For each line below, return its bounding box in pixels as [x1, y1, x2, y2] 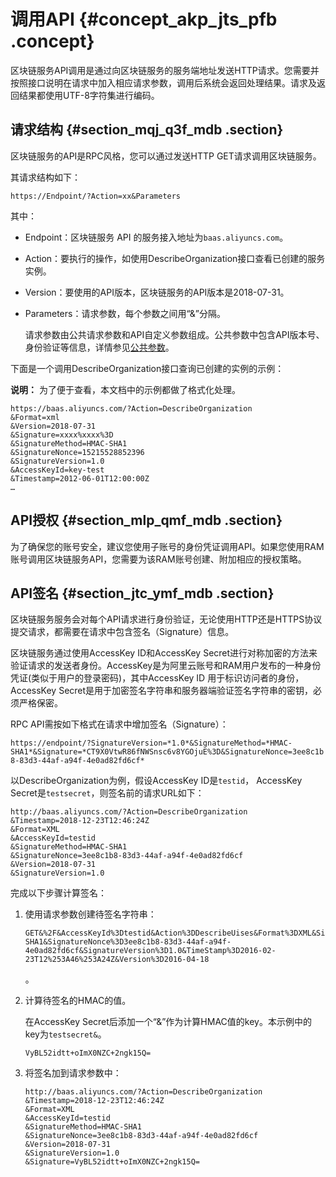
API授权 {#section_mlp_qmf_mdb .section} [10, 512, 283, 529]
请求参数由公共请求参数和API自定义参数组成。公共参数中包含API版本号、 [24, 328, 325, 340]
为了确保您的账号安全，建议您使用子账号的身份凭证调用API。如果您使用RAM [10, 540, 325, 552]
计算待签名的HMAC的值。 [24, 995, 132, 1007]
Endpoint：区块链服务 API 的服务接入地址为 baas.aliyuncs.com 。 [24, 231, 289, 243]
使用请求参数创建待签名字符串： [24, 908, 157, 920]
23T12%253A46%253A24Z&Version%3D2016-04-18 [24, 955, 210, 965]
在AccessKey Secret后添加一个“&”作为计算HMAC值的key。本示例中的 [24, 1016, 312, 1028]
